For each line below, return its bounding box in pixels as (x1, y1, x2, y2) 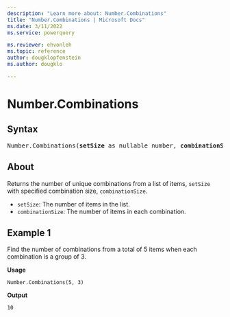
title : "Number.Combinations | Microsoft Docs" (7, 16, 146, 23)
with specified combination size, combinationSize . (7, 187, 148, 195)
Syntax (7, 124, 38, 135)
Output (7, 291, 28, 299)
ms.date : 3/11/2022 (7, 23, 63, 30)
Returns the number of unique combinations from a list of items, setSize (7, 179, 211, 187)
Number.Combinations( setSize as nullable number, (7, 141, 177, 150)
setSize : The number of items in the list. (16, 200, 130, 208)
